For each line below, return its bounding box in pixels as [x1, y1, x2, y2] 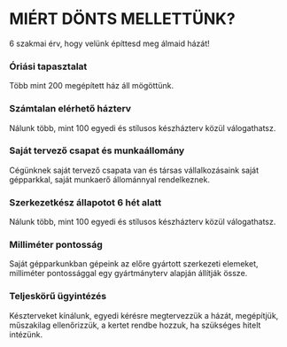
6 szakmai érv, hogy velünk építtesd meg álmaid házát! [9, 38, 210, 49]
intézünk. [9, 328, 43, 340]
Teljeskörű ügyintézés [9, 290, 107, 303]
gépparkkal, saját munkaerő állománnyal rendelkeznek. [9, 173, 211, 185]
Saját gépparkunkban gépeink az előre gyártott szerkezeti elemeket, [9, 258, 259, 269]
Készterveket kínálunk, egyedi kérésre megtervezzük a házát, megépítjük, [9, 310, 279, 320]
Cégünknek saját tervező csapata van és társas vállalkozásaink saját [9, 165, 260, 175]
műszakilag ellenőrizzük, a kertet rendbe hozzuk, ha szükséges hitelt [9, 320, 261, 330]
